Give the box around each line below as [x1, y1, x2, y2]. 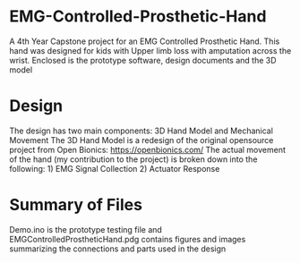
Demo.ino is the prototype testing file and [9, 224, 163, 234]
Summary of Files [9, 195, 143, 216]
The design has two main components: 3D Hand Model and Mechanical [9, 125, 273, 136]
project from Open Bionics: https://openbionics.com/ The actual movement [9, 144, 287, 155]
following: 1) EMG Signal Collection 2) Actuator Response [9, 163, 220, 174]
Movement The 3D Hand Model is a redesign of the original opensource [9, 134, 274, 145]
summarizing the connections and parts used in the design [9, 243, 227, 254]
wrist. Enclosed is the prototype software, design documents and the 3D [9, 55, 277, 65]
